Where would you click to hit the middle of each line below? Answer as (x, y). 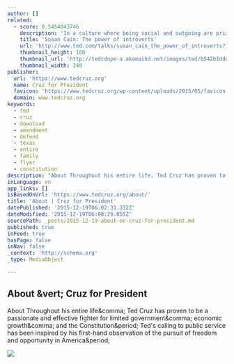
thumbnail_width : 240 (51, 65)
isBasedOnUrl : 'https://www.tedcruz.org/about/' (79, 195)
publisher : (23, 72)
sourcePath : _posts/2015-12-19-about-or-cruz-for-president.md (101, 221)
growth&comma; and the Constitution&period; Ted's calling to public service (117, 325)
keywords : (22, 104)
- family (26, 156)
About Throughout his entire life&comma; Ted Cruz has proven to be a (108, 310)
